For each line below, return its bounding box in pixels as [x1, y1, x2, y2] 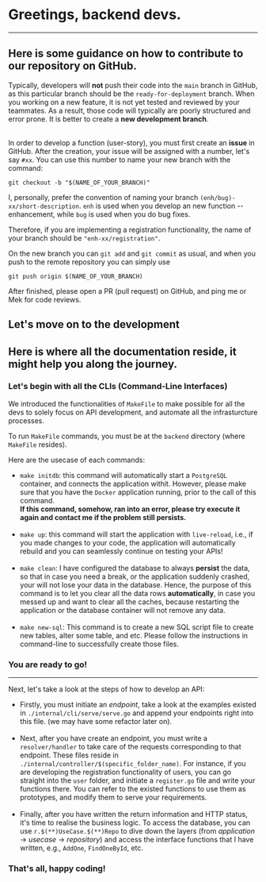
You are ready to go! [8, 659, 88, 670]
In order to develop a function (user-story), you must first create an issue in [8, 137, 255, 148]
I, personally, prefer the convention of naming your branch [8, 192, 199, 202]
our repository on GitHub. [8, 60, 137, 73]
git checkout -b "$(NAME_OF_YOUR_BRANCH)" [8, 179, 150, 187]
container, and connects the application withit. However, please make [19, 479, 247, 488]
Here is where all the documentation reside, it [8, 345, 237, 358]
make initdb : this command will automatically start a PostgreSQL [19, 470, 228, 480]
